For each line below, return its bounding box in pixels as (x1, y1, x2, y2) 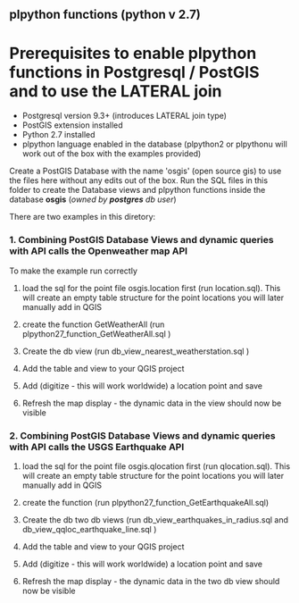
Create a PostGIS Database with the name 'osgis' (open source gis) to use (9, 165, 282, 177)
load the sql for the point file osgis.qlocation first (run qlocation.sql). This (21, 460, 291, 472)
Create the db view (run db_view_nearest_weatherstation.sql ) (21, 346, 250, 356)
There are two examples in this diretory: (9, 212, 156, 222)
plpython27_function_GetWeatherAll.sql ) (21, 328, 171, 339)
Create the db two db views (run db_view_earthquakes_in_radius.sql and (21, 514, 288, 525)
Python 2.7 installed (21, 130, 96, 140)
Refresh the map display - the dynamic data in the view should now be (21, 398, 282, 408)
